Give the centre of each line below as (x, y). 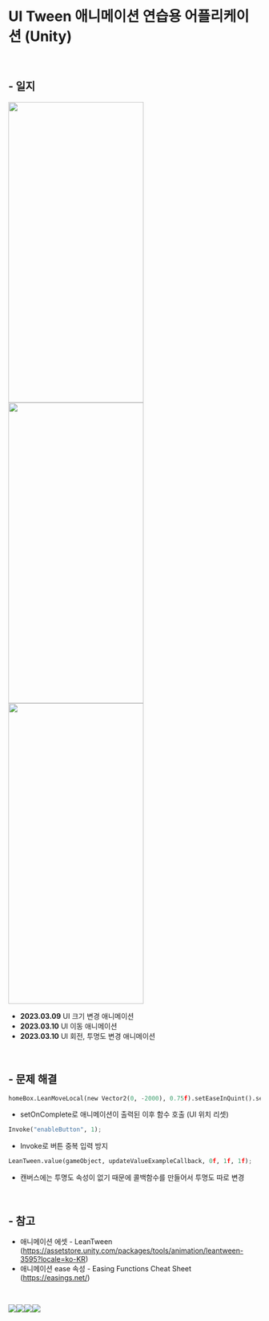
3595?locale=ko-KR (53, 1259)
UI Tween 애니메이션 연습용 (95, 16)
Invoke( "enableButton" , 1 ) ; (55, 1130)
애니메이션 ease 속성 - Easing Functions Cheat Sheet (106, 1268)
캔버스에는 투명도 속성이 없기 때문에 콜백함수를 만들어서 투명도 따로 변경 (132, 1178)
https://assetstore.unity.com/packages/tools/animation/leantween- (133, 1250)
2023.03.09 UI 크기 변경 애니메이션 (77, 1016)
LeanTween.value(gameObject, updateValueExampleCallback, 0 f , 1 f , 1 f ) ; (130, 1161)
